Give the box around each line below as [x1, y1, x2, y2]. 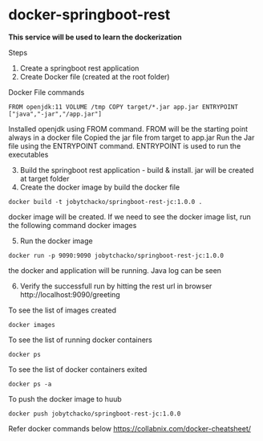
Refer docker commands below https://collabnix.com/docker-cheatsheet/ [8, 423, 251, 433]
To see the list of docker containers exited [8, 364, 148, 374]
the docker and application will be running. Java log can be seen [8, 265, 222, 275]
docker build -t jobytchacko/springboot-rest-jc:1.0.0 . [8, 198, 203, 206]
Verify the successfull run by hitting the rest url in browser [19, 281, 212, 291]
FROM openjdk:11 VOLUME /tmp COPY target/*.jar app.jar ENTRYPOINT [8, 103, 239, 111]
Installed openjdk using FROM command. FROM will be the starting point [8, 124, 249, 133]
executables [8, 149, 49, 159]
